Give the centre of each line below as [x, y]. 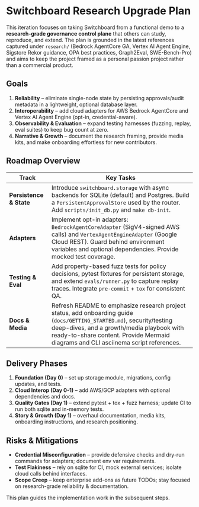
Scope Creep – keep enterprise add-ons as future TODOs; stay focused [102, 480]
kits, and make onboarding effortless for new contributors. [86, 142]
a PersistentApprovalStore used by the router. [116, 202]
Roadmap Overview [43, 161]
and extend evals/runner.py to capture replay [115, 281]
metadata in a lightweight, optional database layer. [76, 104]
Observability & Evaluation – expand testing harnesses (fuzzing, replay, [103, 123]
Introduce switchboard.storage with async [110, 187]
